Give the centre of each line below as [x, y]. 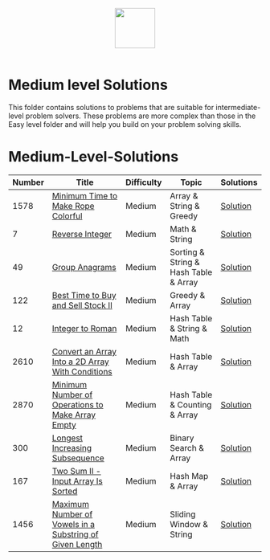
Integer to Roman [84, 328]
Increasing [72, 448]
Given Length [77, 544]
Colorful [67, 215]
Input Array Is [77, 480]
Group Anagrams [84, 267]
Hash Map [189, 476]
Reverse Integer [82, 234]
